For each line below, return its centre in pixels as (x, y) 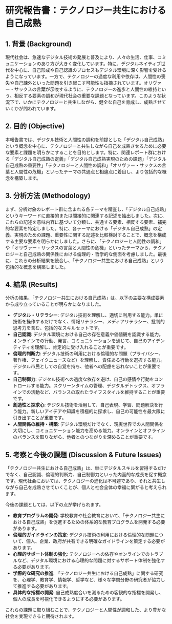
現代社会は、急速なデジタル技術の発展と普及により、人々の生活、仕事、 (81, 57)
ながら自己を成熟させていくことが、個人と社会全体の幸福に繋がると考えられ (86, 488)
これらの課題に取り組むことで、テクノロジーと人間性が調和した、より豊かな (86, 610)
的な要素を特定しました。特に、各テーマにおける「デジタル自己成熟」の (81, 228)
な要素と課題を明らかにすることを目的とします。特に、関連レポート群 (79, 152)
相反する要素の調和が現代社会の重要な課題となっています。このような (88, 96)
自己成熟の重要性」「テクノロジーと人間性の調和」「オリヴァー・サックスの (84, 165)
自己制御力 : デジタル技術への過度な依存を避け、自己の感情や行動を (83, 379)
